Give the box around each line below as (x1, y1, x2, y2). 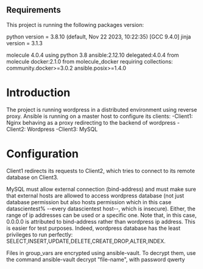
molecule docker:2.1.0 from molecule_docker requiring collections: (6, 57, 173, 65)
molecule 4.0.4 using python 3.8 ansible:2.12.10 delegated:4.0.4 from (6, 51, 179, 59)
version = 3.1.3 (6, 39, 43, 46)
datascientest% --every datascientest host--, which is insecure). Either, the (6, 205, 196, 212)
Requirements (6, 5, 61, 15)
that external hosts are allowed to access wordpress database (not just (6, 192, 185, 199)
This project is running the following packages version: (6, 21, 144, 28)
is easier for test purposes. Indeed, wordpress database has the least (6, 224, 181, 232)
